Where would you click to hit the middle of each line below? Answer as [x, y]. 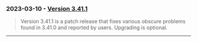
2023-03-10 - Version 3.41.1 [47, 9]
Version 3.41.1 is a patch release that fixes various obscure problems [103, 22]
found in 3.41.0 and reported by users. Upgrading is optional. [94, 27]
